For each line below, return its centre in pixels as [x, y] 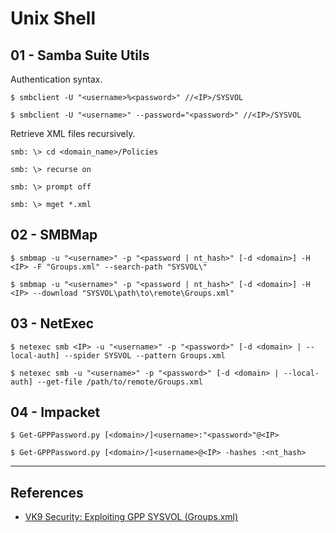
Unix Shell [53, 18]
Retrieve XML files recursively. [73, 133]
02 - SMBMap [54, 235]
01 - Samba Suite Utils [80, 55]
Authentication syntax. [56, 79]
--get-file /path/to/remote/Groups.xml [119, 382]
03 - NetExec [52, 323]
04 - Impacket [55, 412]
